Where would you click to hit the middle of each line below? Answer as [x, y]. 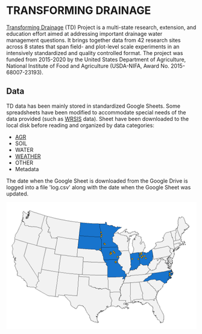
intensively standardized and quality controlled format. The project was [95, 53]
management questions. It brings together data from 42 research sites [93, 40]
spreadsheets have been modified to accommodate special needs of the [96, 112]
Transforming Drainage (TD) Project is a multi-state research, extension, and [101, 27]
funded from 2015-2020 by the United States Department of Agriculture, [96, 59]
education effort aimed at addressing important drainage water [84, 33]
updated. [17, 194]
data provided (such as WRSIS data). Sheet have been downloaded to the [97, 119]
